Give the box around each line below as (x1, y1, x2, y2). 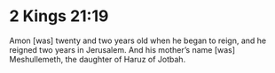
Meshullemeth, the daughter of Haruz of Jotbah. (9, 54, 186, 64)
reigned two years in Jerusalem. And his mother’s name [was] (9, 44, 236, 55)
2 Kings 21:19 (9, 6, 109, 26)
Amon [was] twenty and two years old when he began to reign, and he (9, 35, 267, 46)
